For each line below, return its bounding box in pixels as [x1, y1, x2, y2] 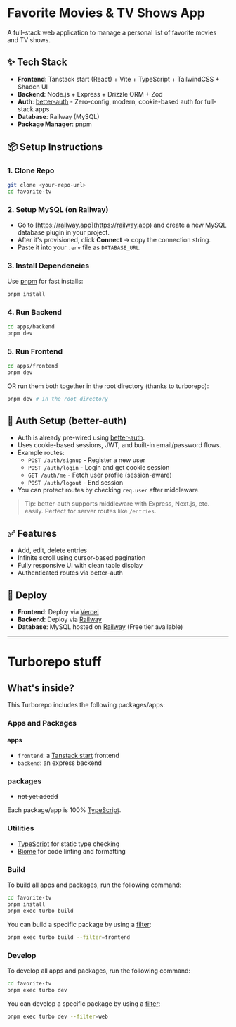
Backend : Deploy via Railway [17, 615, 102, 624]
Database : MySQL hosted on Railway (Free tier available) [17, 623, 183, 631]
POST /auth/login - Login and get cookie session [27, 463, 170, 472]
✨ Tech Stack [7, 56, 67, 68]
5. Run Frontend [7, 347, 63, 356]
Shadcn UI [17, 82, 48, 91]
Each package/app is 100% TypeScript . [7, 806, 122, 814]
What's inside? [7, 682, 75, 694]
